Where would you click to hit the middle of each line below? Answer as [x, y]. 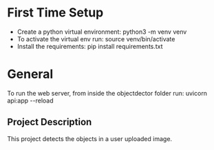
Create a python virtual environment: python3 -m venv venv [102, 32]
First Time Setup [55, 13]
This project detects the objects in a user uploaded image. [90, 138]
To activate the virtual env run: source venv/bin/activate [96, 39]
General [30, 74]
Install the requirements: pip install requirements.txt [90, 46]
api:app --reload [30, 100]
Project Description [50, 122]
